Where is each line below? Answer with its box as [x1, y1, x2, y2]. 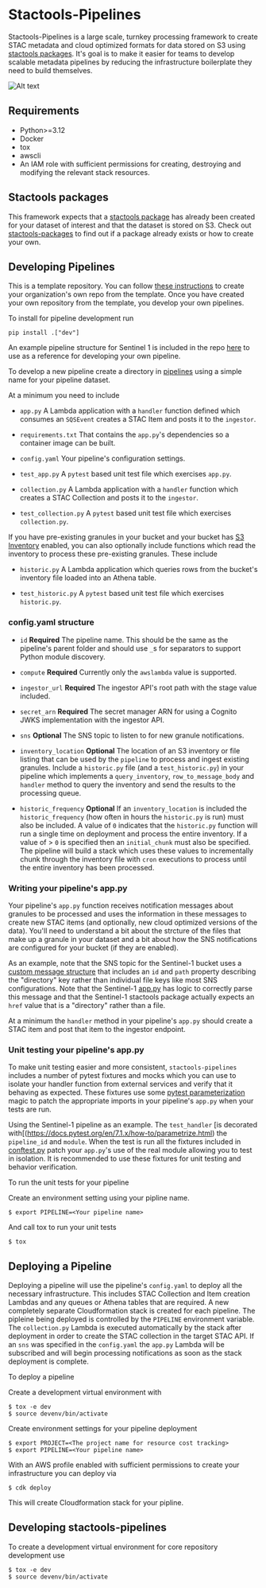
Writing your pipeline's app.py [8, 882, 128, 893]
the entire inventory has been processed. [19, 862, 155, 872]
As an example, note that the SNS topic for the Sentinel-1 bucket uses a [8, 958, 242, 967]
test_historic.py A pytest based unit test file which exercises [19, 589, 225, 598]
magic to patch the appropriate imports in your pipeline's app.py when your [8, 1096, 254, 1106]
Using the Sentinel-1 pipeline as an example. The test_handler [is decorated [8, 1120, 258, 1130]
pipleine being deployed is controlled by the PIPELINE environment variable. [8, 1314, 255, 1324]
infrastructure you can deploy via [8, 1469, 117, 1478]
